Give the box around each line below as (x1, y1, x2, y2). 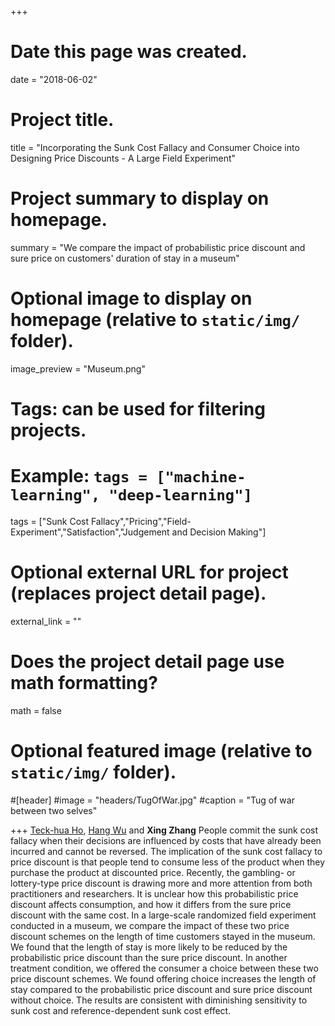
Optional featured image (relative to (10, 739, 313, 762)
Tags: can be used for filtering (10, 397, 266, 420)
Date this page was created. (10, 41, 248, 63)
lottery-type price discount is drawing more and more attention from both (10, 877, 313, 889)
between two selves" (10, 804, 98, 816)
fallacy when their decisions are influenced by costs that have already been (10, 834, 322, 846)
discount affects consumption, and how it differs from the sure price (10, 898, 292, 910)
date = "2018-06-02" (10, 73, 98, 85)
